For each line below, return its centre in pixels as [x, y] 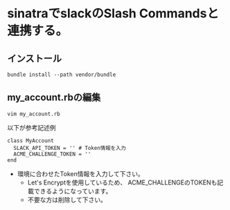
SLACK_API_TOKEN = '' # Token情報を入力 [70, 148]
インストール [35, 58]
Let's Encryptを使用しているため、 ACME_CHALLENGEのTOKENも [122, 182]
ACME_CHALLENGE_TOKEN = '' [52, 154]
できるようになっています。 [73, 191]
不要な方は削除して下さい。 [67, 200]
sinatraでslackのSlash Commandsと [113, 13]
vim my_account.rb [34, 114]
